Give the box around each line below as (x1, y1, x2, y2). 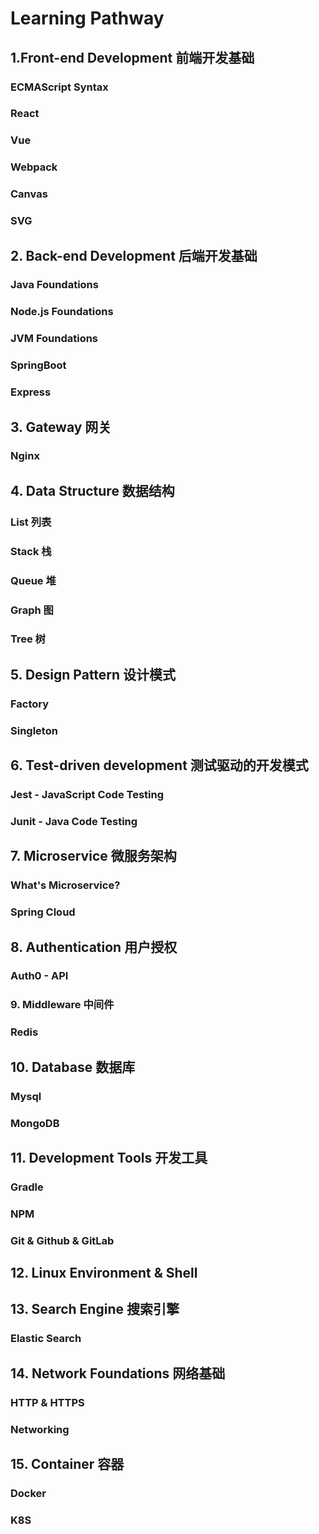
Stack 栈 (10, 544, 52, 558)
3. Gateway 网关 (10, 418, 112, 436)
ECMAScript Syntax (10, 80, 109, 94)
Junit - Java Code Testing (10, 814, 138, 828)
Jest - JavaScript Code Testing (10, 787, 165, 801)
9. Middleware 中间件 (10, 998, 115, 1012)
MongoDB (10, 1116, 60, 1130)
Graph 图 (10, 603, 54, 617)
